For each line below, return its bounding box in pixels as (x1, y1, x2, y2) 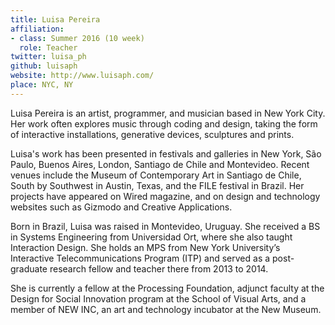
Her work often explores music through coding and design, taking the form (10, 117, 318, 130)
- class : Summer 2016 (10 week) (10, 33, 145, 43)
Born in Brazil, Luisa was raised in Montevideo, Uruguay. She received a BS (10, 220, 321, 232)
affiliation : (10, 24, 65, 34)
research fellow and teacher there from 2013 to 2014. (49, 262, 269, 275)
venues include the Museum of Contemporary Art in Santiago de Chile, (10, 169, 302, 181)
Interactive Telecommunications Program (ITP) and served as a (10, 252, 271, 264)
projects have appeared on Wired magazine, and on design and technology (10, 190, 321, 202)
